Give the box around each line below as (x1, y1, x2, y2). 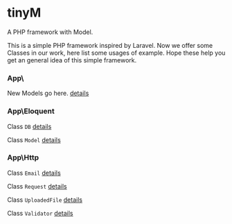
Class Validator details (7, 209, 73, 217)
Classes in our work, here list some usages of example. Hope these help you (7, 49, 226, 57)
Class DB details (7, 122, 52, 130)
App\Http (7, 153, 39, 162)
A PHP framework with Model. (7, 28, 93, 36)
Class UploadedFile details (7, 196, 83, 204)
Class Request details (7, 182, 67, 190)
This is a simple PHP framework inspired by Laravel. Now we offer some (7, 41, 213, 49)
